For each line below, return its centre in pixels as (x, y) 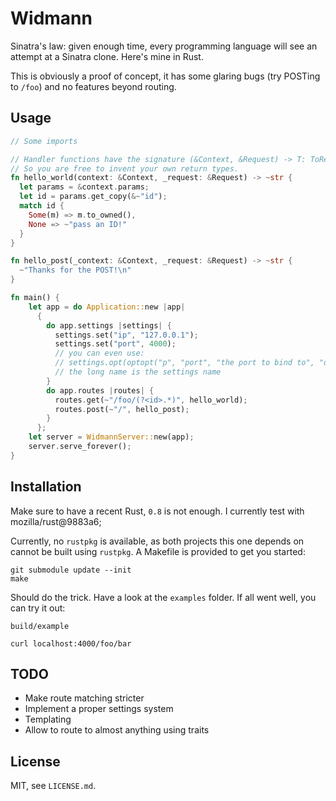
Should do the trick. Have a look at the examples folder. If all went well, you (163, 597)
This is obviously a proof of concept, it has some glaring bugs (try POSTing (165, 76)
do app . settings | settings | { (109, 325)
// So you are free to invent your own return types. (125, 168)
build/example (40, 626)
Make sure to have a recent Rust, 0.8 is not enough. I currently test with (157, 511)
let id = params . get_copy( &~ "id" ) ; (93, 197)
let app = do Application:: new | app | (107, 307)
